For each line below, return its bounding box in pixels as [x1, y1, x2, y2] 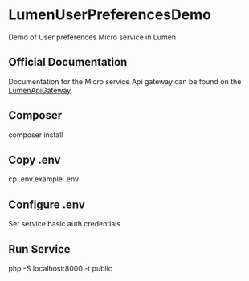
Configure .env [8, 198, 86, 211]
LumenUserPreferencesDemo [8, 6, 211, 24]
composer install [8, 130, 63, 140]
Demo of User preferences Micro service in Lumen [8, 32, 177, 42]
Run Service [8, 242, 71, 256]
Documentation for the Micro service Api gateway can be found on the [8, 76, 242, 86]
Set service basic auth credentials [8, 219, 121, 229]
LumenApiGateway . [8, 85, 73, 95]
